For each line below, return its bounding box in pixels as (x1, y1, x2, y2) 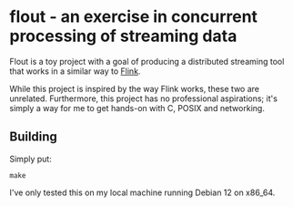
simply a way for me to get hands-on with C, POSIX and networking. (9, 102, 266, 113)
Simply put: (9, 153, 52, 164)
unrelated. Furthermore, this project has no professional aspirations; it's (9, 93, 278, 104)
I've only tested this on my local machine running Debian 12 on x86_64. (9, 187, 276, 198)
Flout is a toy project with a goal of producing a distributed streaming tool (9, 56, 285, 67)
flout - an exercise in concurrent (9, 6, 258, 27)
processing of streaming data (9, 26, 237, 47)
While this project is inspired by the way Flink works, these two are (9, 83, 259, 94)
